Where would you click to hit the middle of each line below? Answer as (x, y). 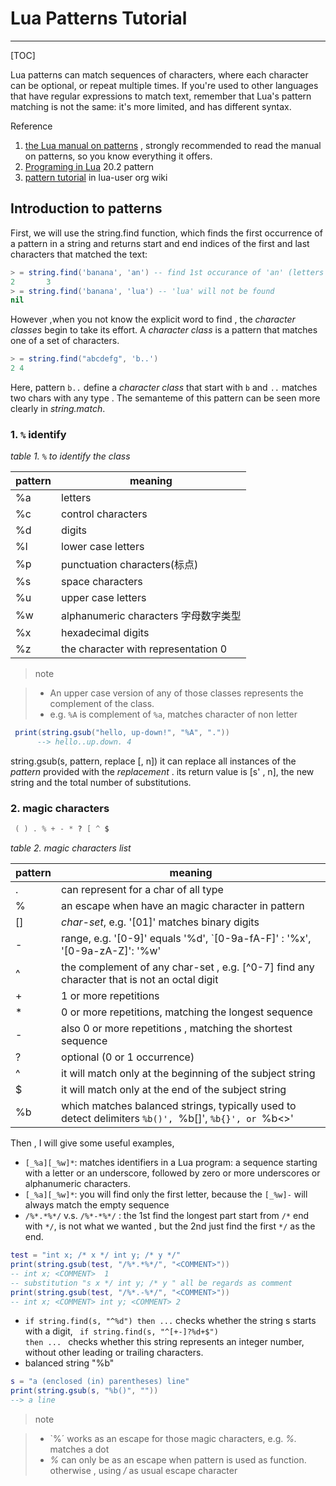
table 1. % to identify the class (70, 456)
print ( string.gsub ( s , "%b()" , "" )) (84, 1391)
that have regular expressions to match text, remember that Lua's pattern (161, 96)
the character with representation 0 (144, 649)
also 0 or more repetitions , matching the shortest (177, 1029)
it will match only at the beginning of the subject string (188, 1074)
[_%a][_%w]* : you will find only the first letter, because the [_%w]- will (166, 1194)
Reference (31, 126)
